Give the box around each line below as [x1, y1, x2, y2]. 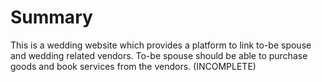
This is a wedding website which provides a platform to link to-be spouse [10, 39, 312, 51]
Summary [10, 6, 93, 29]
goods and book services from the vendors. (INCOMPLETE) [10, 60, 257, 72]
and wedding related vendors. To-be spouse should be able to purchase [10, 49, 308, 61]
